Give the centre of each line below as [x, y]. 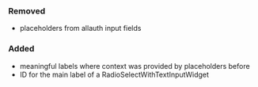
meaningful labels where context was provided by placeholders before [135, 66]
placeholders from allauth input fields [80, 28]
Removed [27, 11]
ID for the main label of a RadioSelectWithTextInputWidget [114, 74]
